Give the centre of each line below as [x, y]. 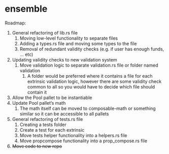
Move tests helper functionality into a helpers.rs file [73, 135]
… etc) [26, 54]
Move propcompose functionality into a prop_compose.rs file [83, 141]
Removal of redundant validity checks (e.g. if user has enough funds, [92, 49]
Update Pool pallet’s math [39, 103]
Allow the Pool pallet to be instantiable [52, 98]
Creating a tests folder [43, 125]
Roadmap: [15, 23]
